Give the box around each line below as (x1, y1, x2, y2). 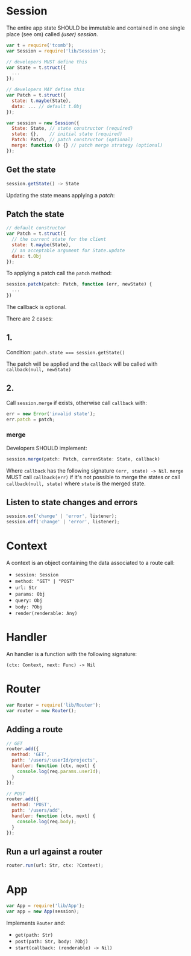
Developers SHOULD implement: (6, 444, 87, 451)
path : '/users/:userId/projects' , (11, 757, 98, 763)
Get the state (6, 165, 56, 175)
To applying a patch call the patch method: (6, 270, 112, 277)
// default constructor (6, 225, 66, 231)
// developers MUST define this (6, 59, 87, 65)
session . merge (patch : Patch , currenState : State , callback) (6, 456, 161, 462)
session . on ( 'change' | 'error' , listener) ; (6, 513, 117, 520)
